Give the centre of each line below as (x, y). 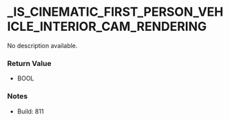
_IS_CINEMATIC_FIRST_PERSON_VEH (115, 12)
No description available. (42, 45)
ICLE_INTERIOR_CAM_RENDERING (107, 26)
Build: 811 (30, 111)
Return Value (29, 63)
